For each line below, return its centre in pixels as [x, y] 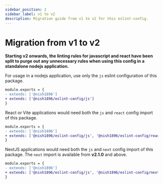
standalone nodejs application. [37, 67]
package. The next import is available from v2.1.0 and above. [66, 155]
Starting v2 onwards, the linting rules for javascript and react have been [79, 56]
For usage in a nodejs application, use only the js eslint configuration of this [81, 76]
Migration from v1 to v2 [53, 42]
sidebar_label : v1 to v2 [30, 14]
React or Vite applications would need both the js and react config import [79, 113]
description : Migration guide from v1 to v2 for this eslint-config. [77, 18]
